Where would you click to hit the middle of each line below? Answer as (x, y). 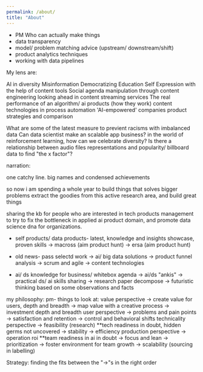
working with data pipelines (49, 61)
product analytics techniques (51, 54)
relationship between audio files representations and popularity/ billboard (98, 147)
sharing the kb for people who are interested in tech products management (100, 213)
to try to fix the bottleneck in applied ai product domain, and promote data (98, 220)
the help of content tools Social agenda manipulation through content (93, 90)
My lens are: (22, 72)
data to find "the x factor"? (39, 154)
